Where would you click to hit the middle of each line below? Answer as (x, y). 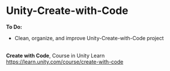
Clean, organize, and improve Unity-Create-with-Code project (89, 38)
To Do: (14, 27)
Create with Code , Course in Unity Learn (55, 55)
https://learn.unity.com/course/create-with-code (65, 62)
